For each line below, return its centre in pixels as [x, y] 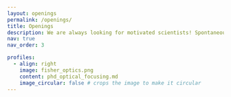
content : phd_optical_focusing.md [69, 77]
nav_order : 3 [26, 45]
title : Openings [30, 26]
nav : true [21, 39]
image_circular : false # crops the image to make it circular [110, 83]
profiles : [21, 58]
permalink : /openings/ [40, 20]
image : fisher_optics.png [57, 70]
